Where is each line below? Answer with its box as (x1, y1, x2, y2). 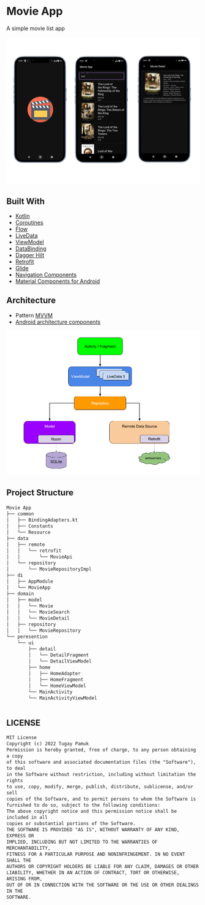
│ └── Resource (6, 529, 51, 535)
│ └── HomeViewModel (28, 683, 87, 689)
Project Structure (6, 487, 74, 498)
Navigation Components (15, 271, 77, 279)
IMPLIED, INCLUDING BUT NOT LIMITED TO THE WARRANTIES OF (6, 839, 158, 845)
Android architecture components (15, 318, 101, 325)
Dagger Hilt (15, 252, 45, 259)
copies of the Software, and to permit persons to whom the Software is (6, 796, 196, 802)
